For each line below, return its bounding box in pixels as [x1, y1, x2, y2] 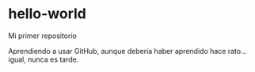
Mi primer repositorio [8, 31, 77, 40]
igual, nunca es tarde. [8, 55, 79, 64]
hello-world [8, 5, 87, 23]
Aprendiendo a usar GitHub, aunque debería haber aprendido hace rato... [8, 46, 247, 55]
